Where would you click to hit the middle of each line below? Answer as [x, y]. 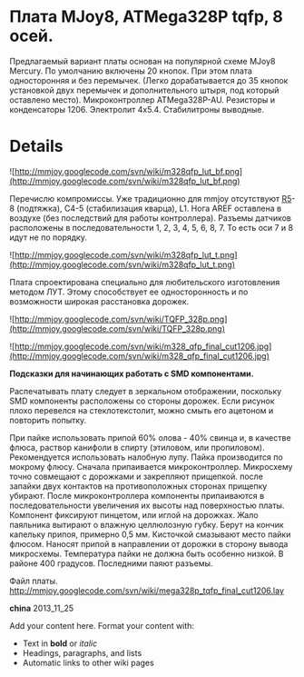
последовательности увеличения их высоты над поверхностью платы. [147, 505]
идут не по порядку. [49, 237]
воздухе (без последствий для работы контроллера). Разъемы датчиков [151, 218]
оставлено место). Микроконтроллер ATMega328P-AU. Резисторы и [142, 100]
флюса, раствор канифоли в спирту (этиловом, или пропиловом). [137, 447]
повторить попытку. [48, 420]
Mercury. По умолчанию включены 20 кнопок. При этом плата [131, 71]
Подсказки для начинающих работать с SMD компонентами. [132, 373]
